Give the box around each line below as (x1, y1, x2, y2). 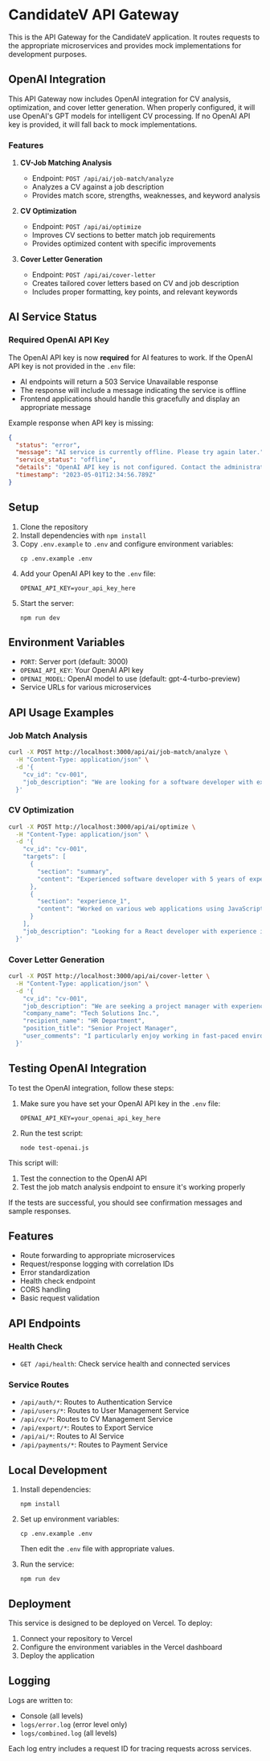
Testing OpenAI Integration (8, 1062, 147, 1075)
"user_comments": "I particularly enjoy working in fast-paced (22, 1032, 239, 1040)
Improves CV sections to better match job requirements (31, 231, 215, 240)
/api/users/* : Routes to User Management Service (19, 1406, 190, 1415)
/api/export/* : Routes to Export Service (19, 1423, 154, 1432)
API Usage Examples (8, 706, 114, 719)
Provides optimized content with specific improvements (31, 239, 217, 248)
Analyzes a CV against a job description (31, 182, 165, 192)
